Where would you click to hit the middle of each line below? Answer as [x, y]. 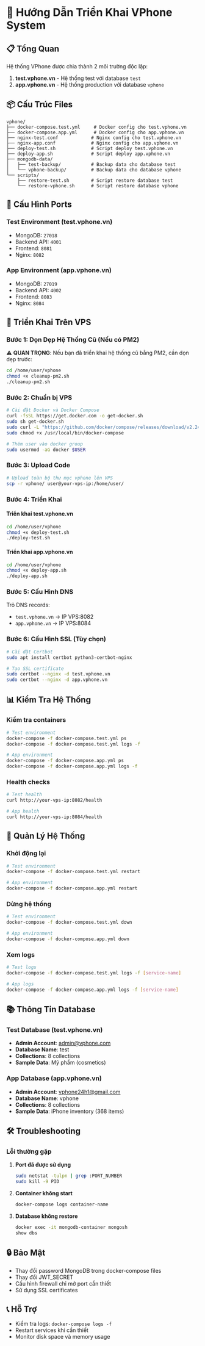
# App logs [20, 984]
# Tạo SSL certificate [35, 668]
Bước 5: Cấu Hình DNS [40, 592]
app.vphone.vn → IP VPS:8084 [53, 623]
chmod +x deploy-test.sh [38, 532]
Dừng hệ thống [29, 904]
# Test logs [21, 967]
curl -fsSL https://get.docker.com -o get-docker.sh [75, 416]
